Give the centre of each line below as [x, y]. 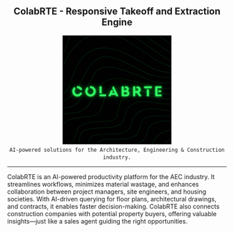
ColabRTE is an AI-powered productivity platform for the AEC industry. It [111, 176]
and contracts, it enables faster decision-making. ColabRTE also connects [114, 206]
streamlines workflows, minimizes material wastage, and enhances [103, 184]
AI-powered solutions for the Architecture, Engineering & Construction [117, 150]
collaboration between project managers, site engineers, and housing [107, 192]
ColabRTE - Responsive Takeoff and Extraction [117, 11]
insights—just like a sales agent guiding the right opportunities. [97, 221]
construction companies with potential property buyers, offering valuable [112, 214]
